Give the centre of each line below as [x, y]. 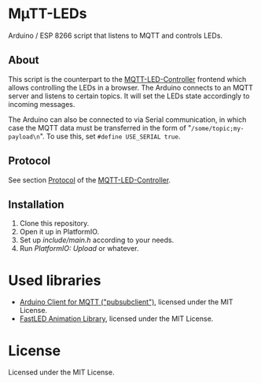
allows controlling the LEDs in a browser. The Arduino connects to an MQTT [131, 87]
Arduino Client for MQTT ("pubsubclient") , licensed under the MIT [126, 302]
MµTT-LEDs [48, 14]
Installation [36, 204]
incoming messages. [42, 104]
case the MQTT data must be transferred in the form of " [100, 127]
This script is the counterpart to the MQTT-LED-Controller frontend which [127, 79]
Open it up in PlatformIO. [59, 232]
